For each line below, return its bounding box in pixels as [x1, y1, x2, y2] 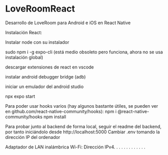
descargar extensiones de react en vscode [5, 64, 94, 70]
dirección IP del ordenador [5, 134, 60, 140]
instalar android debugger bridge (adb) [5, 73, 86, 80]
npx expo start [5, 93, 35, 99]
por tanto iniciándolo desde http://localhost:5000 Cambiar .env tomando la [5, 129, 160, 135]
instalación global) [5, 54, 44, 60]
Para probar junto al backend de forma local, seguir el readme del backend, [5, 123, 162, 129]
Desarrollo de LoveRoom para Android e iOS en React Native [5, 20, 131, 26]
